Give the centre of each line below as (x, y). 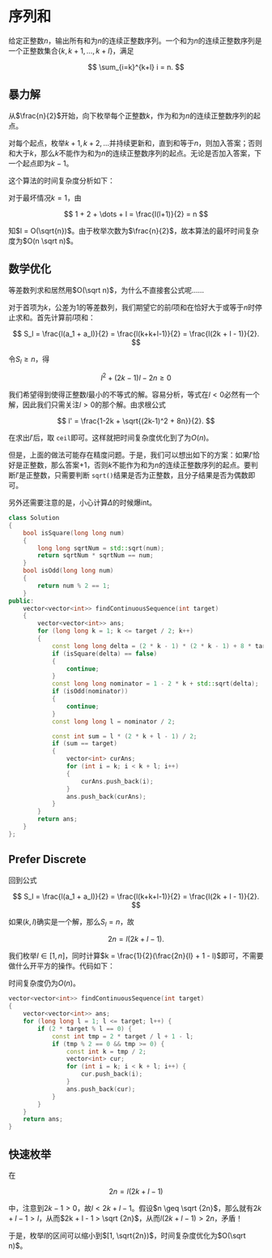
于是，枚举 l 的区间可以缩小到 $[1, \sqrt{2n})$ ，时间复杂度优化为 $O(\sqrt (127, 1235)
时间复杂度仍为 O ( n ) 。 (45, 983)
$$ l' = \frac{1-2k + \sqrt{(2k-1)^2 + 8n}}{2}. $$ (136, 421)
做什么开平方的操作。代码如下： (62, 966)
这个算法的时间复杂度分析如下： (62, 180)
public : (21, 601)
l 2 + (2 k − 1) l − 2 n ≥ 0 (136, 377)
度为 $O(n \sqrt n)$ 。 (43, 241)
